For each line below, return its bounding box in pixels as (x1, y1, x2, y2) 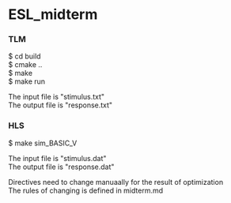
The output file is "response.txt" (8, 100, 113, 110)
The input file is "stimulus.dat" (8, 153, 107, 163)
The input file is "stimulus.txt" (8, 92, 105, 102)
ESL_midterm (8, 6, 98, 24)
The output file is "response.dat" (8, 162, 115, 171)
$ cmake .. (8, 60, 43, 70)
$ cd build (8, 51, 41, 61)
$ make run (8, 77, 46, 86)
